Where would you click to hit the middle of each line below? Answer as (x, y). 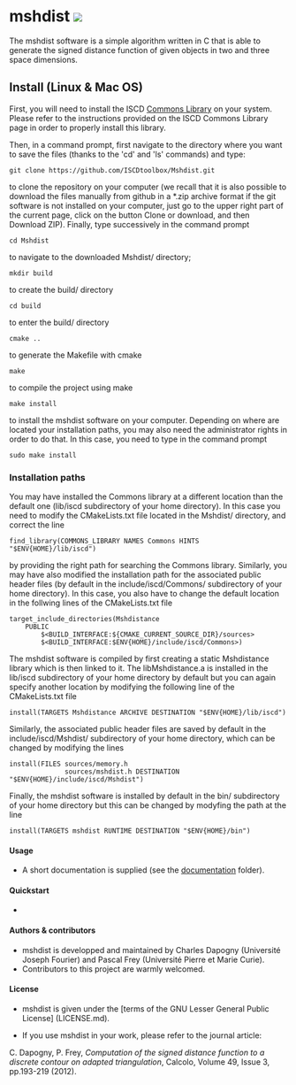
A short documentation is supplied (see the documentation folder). (143, 870)
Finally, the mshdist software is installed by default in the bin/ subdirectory (144, 796)
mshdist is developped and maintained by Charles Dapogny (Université (151, 950)
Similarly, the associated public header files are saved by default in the (138, 729)
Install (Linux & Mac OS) (76, 87)
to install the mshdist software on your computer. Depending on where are (144, 420)
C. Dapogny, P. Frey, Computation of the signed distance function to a (137, 1052)
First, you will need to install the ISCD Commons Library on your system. (140, 109)
